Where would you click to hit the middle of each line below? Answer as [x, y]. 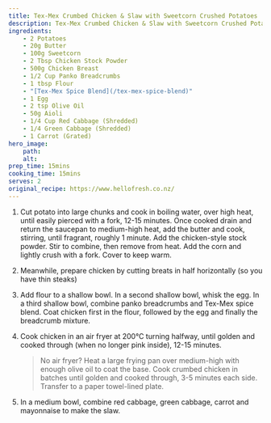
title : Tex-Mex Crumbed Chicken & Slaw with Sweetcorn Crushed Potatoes [133, 16]
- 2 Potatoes [45, 38]
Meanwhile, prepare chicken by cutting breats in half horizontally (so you [141, 270]
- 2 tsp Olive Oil [54, 106]
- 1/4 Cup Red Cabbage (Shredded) [81, 121]
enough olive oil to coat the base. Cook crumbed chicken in [139, 369]
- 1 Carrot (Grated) [57, 136]
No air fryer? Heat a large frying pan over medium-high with [140, 360]
